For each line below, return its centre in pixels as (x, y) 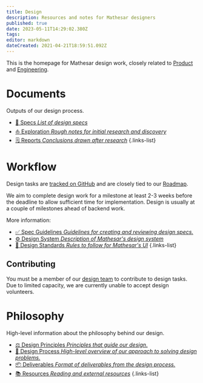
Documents (36, 94)
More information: (29, 220)
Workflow (32, 167)
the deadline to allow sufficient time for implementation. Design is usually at (101, 202)
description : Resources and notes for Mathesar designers (81, 18)
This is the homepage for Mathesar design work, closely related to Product (100, 63)
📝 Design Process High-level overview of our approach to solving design (106, 351)
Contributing (31, 264)
